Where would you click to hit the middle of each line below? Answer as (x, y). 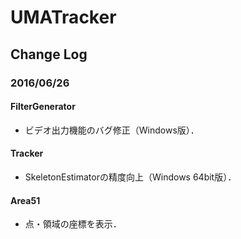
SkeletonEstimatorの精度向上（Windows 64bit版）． (130, 177)
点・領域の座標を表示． (73, 224)
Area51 (25, 200)
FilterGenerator (43, 107)
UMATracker (63, 17)
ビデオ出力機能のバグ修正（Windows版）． (112, 130)
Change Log (49, 54)
